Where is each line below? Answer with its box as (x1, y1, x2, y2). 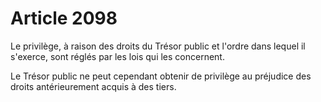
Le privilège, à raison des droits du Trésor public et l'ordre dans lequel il (10, 40, 306, 52)
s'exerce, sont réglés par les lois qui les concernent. (10, 50, 225, 62)
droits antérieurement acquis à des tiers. (10, 80, 177, 92)
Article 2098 (10, 7, 118, 30)
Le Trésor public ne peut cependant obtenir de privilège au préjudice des (10, 70, 312, 82)
